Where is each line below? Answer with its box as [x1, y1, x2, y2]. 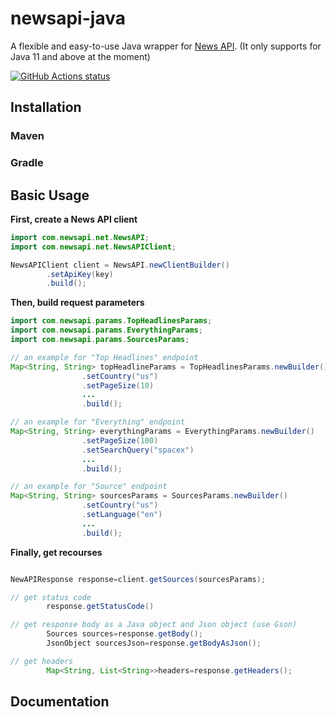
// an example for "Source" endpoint [10, 482, 168, 492]
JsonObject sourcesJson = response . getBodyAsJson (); [46, 638, 262, 649]
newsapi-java [10, 7, 126, 30]
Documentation [10, 693, 110, 711]
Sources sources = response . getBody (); [46, 629, 203, 639]
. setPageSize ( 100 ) [81, 435, 159, 446]
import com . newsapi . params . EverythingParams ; [10, 325, 203, 336]
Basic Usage [10, 187, 90, 204]
